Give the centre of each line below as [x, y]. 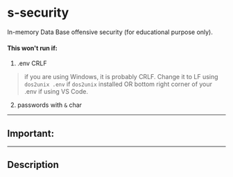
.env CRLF [32, 63]
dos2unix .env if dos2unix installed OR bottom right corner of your [118, 84]
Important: [31, 133]
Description [33, 165]
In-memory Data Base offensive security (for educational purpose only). [110, 32]
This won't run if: [32, 48]
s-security [38, 13]
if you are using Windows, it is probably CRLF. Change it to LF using [121, 77]
